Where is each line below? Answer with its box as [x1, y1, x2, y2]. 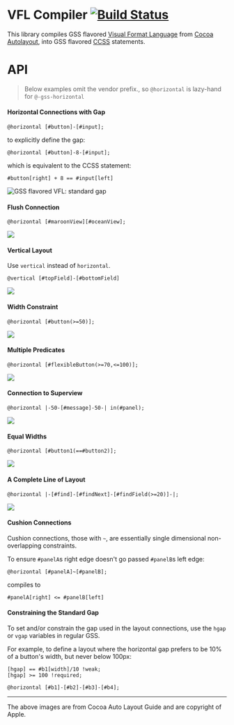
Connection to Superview [7, 389, 83, 397]
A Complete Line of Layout [7, 475, 86, 484]
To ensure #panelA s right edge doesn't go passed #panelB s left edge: [7, 555, 205, 563]
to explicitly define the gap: [7, 136, 86, 144]
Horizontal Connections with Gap [7, 108, 106, 116]
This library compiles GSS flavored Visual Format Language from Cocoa [7, 30, 214, 38]
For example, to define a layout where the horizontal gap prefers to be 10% [7, 644, 222, 653]
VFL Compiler [7, 7, 88, 23]
